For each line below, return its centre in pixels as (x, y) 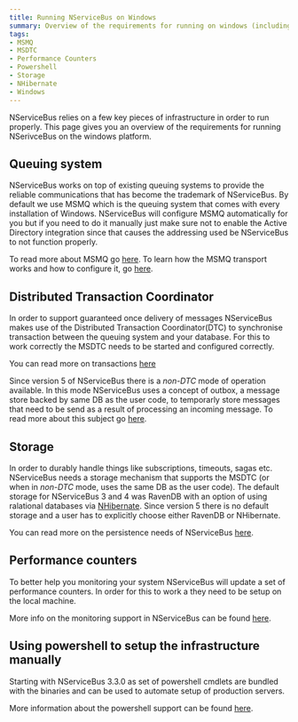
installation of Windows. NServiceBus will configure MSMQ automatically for (149, 213)
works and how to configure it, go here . (81, 269)
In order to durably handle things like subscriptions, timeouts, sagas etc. (141, 468)
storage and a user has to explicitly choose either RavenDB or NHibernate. (145, 515)
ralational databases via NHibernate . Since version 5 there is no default (139, 505)
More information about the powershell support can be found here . (131, 708)
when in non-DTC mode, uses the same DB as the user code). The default (144, 486)
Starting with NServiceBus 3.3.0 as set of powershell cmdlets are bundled (144, 681)
